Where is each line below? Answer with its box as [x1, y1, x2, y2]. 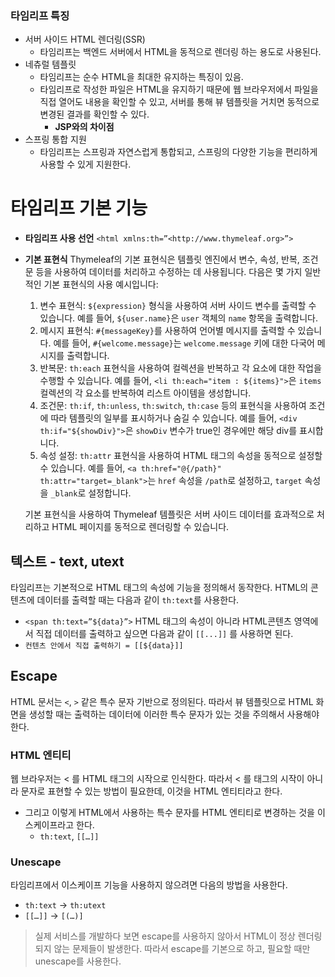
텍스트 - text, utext [10, 553, 125, 570]
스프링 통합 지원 [24, 133, 87, 146]
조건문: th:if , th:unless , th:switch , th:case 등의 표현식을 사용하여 [39, 400, 307, 412]
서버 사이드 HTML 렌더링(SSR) [24, 33, 146, 46]
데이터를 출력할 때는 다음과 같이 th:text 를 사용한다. [36, 594, 240, 606]
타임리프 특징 [10, 8, 70, 22]
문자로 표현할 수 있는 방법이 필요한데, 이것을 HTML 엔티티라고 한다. [20, 785, 283, 797]
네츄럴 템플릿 [24, 58, 77, 71]
